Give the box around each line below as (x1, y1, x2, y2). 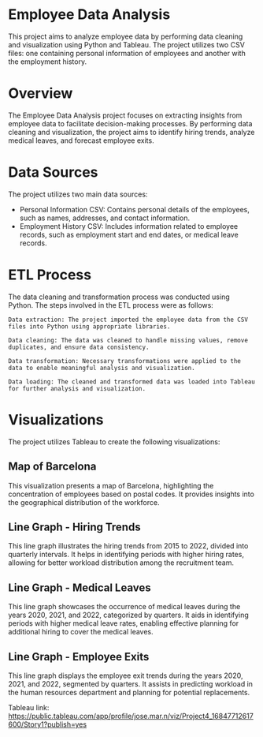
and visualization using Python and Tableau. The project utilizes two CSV (8, 39, 246, 49)
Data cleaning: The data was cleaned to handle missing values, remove (8, 336, 248, 344)
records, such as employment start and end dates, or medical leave (19, 230, 239, 239)
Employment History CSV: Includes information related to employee (19, 221, 239, 230)
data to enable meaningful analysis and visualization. (8, 364, 195, 372)
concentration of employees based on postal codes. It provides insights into (8, 489, 254, 499)
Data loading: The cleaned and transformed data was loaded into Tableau (8, 377, 256, 386)
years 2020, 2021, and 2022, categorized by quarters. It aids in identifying (8, 610, 250, 620)
